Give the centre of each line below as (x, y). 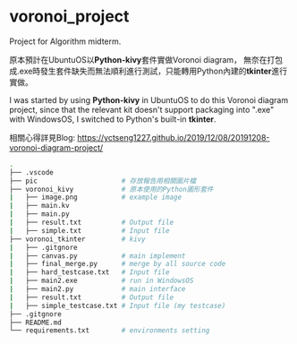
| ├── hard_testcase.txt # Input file (89, 272)
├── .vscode (31, 172)
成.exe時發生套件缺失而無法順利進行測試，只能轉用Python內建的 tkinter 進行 (148, 71)
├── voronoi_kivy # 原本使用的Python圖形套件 (111, 189)
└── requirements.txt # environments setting (110, 331)
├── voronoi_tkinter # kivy (77, 239)
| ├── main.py (39, 214)
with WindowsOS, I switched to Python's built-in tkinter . (113, 119)
